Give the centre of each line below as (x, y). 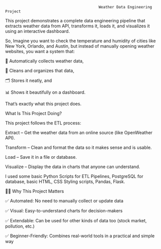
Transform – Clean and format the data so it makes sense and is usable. (79, 147)
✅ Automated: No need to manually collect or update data (64, 201)
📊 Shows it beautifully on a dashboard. (45, 92)
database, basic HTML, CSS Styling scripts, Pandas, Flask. (65, 182)
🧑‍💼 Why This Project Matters (35, 191)
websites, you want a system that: (40, 51)
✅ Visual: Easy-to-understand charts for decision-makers (64, 211)
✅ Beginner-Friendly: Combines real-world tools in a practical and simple (80, 236)
